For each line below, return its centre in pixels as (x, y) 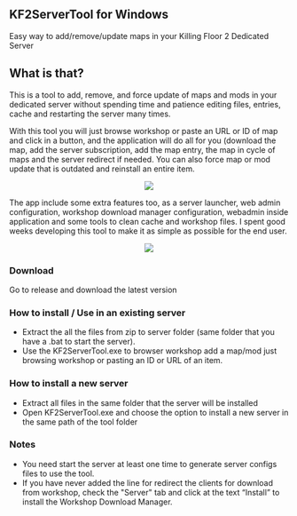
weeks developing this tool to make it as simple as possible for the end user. (148, 231)
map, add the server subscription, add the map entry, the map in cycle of (143, 149)
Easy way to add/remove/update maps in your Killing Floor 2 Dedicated (139, 36)
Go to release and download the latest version (93, 290)
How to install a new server (69, 384)
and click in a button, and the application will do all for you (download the (143, 140)
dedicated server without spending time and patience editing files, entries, (145, 104)
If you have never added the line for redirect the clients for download (147, 482)
